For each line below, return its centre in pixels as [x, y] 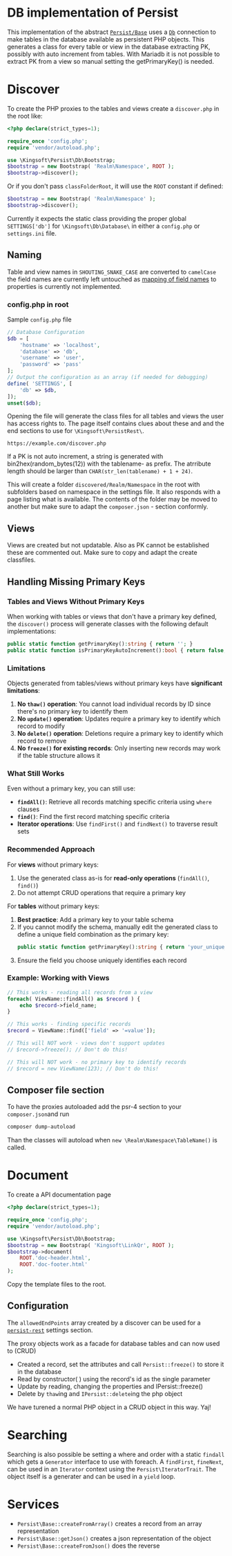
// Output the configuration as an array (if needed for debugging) [108, 378]
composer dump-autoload [41, 1127]
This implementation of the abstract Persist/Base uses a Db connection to [112, 32]
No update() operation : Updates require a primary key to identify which [119, 719]
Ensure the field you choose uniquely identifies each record [102, 960]
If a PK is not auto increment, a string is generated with [85, 457]
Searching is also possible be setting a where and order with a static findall [116, 1454]
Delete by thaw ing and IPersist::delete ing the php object [100, 1393]
